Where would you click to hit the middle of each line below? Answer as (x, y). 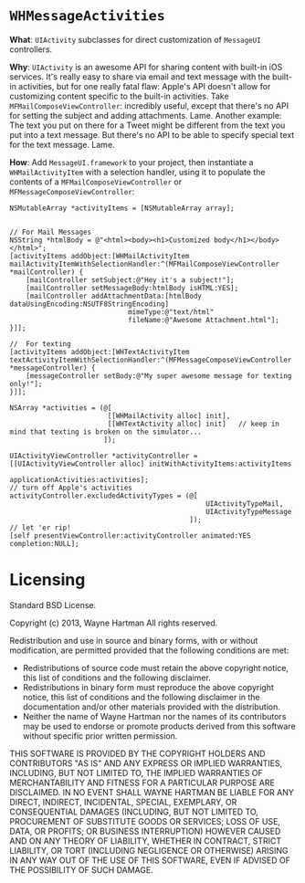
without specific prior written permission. (100, 736)
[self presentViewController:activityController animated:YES (130, 536)
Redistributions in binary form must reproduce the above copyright (148, 687)
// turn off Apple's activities (71, 488)
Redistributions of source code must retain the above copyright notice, (156, 668)
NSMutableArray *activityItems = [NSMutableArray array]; (122, 208)
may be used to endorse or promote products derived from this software (159, 726)
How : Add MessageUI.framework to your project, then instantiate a (131, 162)
